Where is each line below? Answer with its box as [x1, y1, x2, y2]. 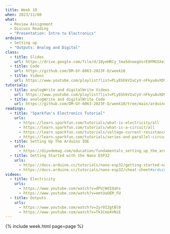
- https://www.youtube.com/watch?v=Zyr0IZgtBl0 [18, 205, 121, 210]
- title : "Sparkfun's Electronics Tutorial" [10, 111, 105, 116]
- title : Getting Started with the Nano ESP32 [10, 153, 110, 158]
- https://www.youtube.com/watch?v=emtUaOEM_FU [18, 191, 121, 196]
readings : [5, 106, 26, 111]
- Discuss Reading [10, 26, 49, 31]
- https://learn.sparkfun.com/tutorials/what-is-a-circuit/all [18, 125, 155, 130]
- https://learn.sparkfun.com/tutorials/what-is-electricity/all [18, 120, 159, 125]
